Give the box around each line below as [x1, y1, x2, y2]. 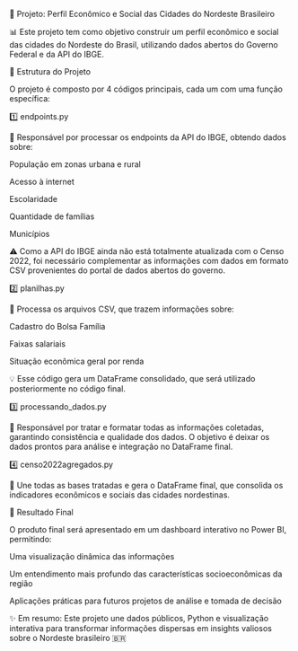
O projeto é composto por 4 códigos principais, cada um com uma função [9, 84, 283, 94]
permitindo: [9, 534, 52, 544]
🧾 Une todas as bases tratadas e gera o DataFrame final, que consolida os [9, 480, 284, 490]
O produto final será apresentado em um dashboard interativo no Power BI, [9, 524, 287, 534]
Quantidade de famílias [9, 211, 95, 222]
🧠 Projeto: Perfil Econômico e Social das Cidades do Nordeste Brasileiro [9, 9, 276, 19]
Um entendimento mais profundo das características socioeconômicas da [9, 568, 283, 579]
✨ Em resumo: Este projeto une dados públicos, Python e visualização [9, 613, 269, 623]
